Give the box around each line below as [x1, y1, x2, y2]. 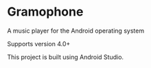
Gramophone [7, 4, 84, 20]
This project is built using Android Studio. [7, 52, 124, 61]
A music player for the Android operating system [7, 27, 145, 35]
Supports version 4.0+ [7, 39, 71, 48]
